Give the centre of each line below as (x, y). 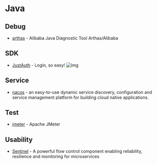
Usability (19, 139)
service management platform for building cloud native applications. (80, 97)
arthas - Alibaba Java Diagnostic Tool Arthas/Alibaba (65, 38)
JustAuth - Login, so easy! (38, 65)
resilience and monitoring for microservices (56, 157)
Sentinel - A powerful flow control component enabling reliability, (77, 151)
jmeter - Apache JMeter (36, 124)
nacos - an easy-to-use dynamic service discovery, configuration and (82, 92)
